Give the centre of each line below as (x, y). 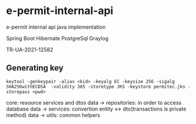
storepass (18, 92)
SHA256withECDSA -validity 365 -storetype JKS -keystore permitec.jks (96, 87)
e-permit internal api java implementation (56, 27)
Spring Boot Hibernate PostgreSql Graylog (57, 38)
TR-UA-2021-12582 (30, 49)
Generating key (35, 68)
